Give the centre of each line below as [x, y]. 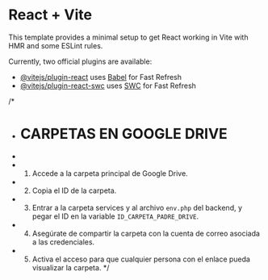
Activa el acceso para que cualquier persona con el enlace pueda [141, 259]
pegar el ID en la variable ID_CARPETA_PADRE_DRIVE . [115, 216]
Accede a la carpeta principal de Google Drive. [110, 173]
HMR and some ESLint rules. [56, 45]
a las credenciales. [63, 242]
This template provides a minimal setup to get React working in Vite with [128, 37]
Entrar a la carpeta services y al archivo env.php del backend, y [137, 207]
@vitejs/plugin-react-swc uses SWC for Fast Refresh [108, 86]
